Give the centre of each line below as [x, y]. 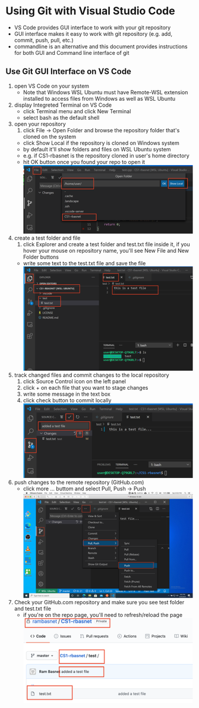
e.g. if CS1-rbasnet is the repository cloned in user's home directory [106, 156]
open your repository [40, 124]
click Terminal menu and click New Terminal [77, 111]
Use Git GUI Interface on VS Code [69, 72]
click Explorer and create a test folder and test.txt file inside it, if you [107, 244]
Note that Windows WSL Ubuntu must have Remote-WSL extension [105, 92]
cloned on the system [50, 136]
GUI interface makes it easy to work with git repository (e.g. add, [93, 33]
